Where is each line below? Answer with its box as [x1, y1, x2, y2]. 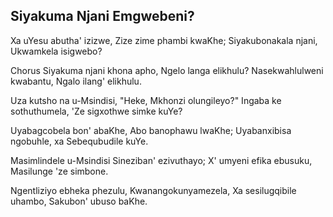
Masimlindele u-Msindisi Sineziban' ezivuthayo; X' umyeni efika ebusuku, [10, 154, 313, 166]
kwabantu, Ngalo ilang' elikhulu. [10, 75, 142, 87]
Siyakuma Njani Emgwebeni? [10, 8, 195, 25]
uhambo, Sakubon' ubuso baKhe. [10, 195, 148, 207]
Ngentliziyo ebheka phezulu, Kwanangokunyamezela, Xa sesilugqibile [10, 184, 297, 196]
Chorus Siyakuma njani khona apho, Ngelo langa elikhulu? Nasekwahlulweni [10, 64, 324, 76]
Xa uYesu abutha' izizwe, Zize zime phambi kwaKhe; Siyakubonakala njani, [10, 34, 318, 46]
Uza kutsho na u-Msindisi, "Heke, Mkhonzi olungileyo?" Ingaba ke [10, 94, 282, 106]
